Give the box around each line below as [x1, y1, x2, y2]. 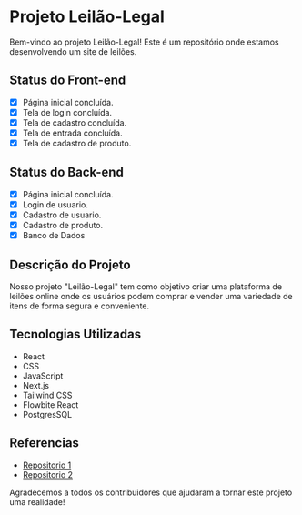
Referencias [9, 435, 80, 451]
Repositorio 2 [22, 469, 74, 480]
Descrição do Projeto [9, 257, 131, 272]
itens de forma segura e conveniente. [9, 300, 150, 311]
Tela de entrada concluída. [22, 127, 123, 138]
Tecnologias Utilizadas [9, 327, 142, 342]
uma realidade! [9, 496, 65, 507]
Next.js [22, 379, 50, 390]
